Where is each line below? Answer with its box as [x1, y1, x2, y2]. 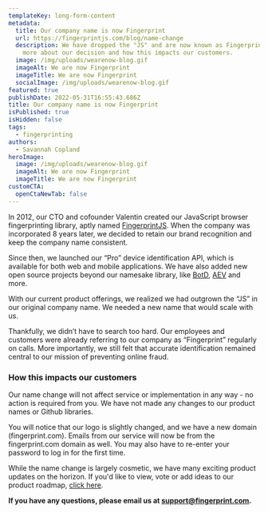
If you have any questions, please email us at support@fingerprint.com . [8, 495, 252, 505]
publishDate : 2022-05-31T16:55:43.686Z [8, 93, 141, 101]
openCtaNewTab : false [15, 189, 88, 198]
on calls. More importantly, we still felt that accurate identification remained [8, 343, 256, 352]
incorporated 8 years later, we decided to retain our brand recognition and [8, 229, 253, 238]
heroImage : [8, 153, 45, 161]
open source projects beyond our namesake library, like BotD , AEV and [8, 269, 241, 280]
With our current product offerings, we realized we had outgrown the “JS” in [8, 293, 258, 304]
